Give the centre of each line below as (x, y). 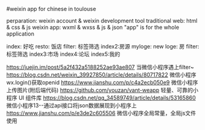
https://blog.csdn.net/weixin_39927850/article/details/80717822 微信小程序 (102, 75)
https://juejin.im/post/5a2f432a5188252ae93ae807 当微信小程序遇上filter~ (100, 67)
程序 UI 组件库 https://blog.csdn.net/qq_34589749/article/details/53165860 (101, 98)
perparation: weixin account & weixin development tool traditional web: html (102, 21)
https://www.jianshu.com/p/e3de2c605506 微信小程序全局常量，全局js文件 (101, 113)
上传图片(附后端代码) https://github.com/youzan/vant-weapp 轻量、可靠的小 (102, 90)
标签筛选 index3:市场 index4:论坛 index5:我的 (63, 54)
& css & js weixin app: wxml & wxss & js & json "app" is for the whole (93, 27)
